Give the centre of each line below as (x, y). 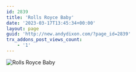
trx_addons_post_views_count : (44, 40)
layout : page (23, 28)
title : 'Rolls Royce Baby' (40, 17)
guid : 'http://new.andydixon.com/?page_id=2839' (69, 34)
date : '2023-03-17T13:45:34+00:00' (51, 23)
